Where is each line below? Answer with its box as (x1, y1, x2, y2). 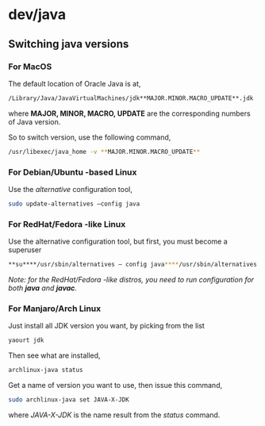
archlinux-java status (8, 367, 83, 374)
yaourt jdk (8, 336, 44, 344)
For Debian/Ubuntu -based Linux (8, 167, 137, 178)
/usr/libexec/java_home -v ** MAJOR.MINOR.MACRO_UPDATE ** (8, 148, 201, 155)
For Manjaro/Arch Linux (8, 303, 102, 314)
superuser (8, 245, 42, 255)
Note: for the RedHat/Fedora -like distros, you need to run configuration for (8, 274, 255, 284)
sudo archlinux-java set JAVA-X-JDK (8, 396, 129, 404)
